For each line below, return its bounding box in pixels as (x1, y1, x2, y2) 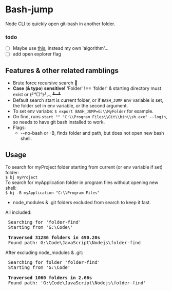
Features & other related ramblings (5, 66, 119, 75)
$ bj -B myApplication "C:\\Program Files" (5, 190, 100, 195)
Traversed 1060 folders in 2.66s (8, 275, 92, 281)
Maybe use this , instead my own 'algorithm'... (12, 45, 109, 51)
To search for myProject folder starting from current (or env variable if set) (5, 163, 163, 170)
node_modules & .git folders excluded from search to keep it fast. (12, 199, 151, 205)
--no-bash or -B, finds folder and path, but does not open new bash (20, 130, 164, 136)
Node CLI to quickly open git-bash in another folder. (5, 21, 116, 27)
